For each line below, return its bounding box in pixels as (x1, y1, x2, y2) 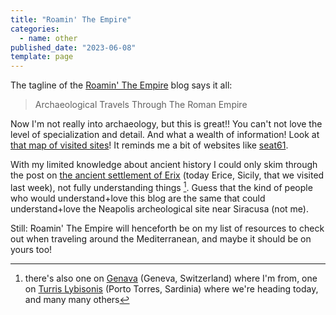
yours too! (10, 243, 53, 255)
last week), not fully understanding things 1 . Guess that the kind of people (10, 180, 313, 193)
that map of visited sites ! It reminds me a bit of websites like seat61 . (10, 139, 289, 151)
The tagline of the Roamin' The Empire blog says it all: (10, 79, 233, 91)
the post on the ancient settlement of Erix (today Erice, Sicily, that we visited (10, 169, 325, 181)
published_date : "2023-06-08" (10, 42, 137, 53)
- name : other (19, 33, 78, 43)
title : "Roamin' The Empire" (10, 14, 132, 25)
